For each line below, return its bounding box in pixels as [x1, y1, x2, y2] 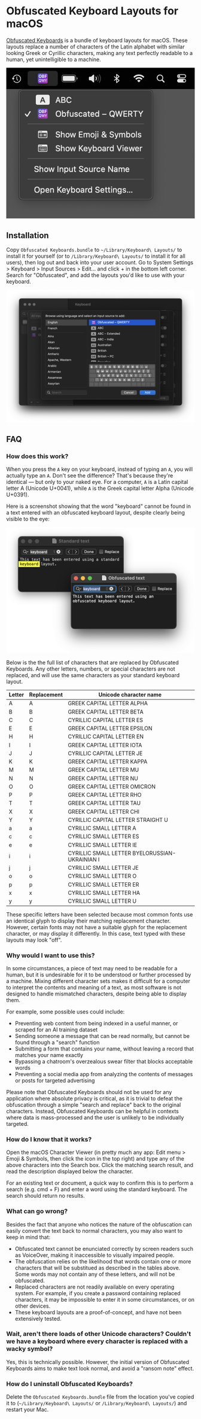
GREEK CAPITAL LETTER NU [68, 775, 139, 782]
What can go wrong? [6, 1207, 68, 1216]
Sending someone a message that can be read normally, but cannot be [14, 1032, 190, 1039]
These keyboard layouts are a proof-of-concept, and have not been [14, 1308, 182, 1316]
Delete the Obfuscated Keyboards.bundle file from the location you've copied [6, 1393, 194, 1400]
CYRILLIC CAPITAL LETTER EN [68, 733, 144, 740]
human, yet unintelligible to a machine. [6, 56, 102, 63]
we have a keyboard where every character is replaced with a [6, 1337, 188, 1345]
